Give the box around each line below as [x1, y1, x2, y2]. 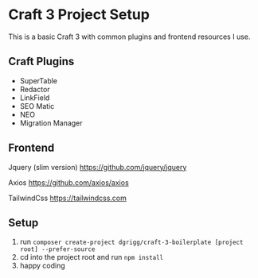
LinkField [19, 93, 50, 102]
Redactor [19, 84, 50, 94]
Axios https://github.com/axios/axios [8, 177, 129, 187]
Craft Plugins [8, 55, 75, 68]
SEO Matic [19, 101, 55, 110]
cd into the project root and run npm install [19, 253, 164, 262]
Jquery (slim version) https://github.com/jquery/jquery [8, 162, 187, 172]
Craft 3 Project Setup [8, 6, 150, 24]
